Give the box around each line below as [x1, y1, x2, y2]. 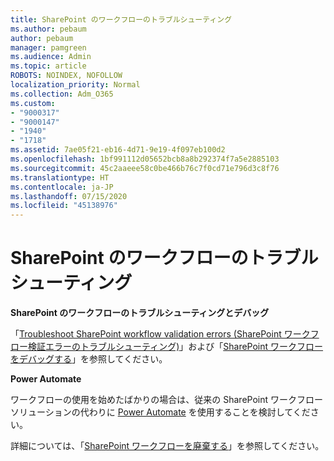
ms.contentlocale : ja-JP [10, 182, 114, 192]
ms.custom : [10, 98, 56, 108]
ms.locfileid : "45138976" [10, 201, 118, 211]
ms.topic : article [10, 61, 87, 71]
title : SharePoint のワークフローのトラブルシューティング [10, 14, 233, 25]
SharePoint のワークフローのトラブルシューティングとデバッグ [10, 307, 270, 319]
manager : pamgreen [10, 42, 87, 53]
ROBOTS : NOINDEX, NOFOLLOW [10, 71, 123, 81]
